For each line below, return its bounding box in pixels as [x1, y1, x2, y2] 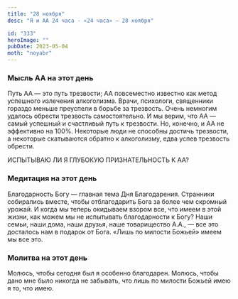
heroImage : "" [7, 36, 50, 43]
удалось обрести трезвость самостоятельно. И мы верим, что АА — [7, 112, 217, 121]
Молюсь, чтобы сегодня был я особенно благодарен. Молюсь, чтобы [7, 268, 219, 277]
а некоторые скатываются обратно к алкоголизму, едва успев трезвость [7, 134, 230, 143]
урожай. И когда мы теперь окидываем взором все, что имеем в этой [7, 205, 222, 213]
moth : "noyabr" [7, 50, 53, 57]
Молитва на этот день [7, 253, 88, 263]
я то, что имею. [7, 283, 55, 292]
